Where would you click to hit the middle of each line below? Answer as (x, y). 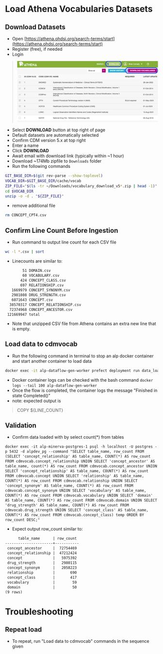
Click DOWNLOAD (31, 150)
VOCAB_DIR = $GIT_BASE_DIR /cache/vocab (43, 181)
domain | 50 (42, 587)
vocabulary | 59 (42, 582)
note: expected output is (36, 401)
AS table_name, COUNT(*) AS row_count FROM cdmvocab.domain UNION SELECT (81, 501)
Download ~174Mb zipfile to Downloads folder (57, 161)
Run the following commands (41, 166)
